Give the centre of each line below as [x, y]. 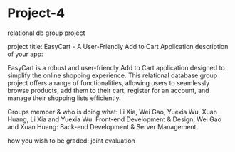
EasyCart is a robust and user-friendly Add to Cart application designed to [116, 67]
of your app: [26, 54]
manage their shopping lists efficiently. [64, 98]
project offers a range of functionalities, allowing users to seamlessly [109, 82]
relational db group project [46, 33]
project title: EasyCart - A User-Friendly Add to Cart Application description [118, 46]
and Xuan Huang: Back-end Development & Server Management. [103, 126]
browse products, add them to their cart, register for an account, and [108, 90]
